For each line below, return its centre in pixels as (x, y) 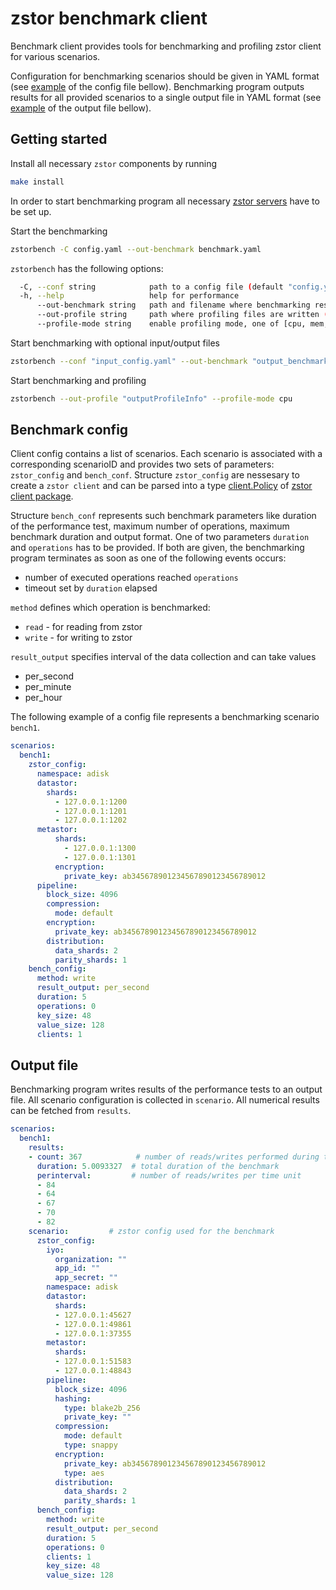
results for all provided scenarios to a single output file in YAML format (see (166, 97)
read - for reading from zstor (83, 627)
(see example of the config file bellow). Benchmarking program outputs (157, 86)
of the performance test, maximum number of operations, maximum (150, 526)
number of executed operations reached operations (131, 578)
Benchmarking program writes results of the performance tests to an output (166, 1089)
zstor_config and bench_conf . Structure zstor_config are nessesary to (155, 475)
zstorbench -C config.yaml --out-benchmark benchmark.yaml (136, 249)
